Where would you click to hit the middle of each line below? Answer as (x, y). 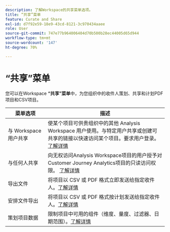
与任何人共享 (23, 163)
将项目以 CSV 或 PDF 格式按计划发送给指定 (99, 197)
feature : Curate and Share (34, 19)
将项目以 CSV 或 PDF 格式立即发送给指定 (96, 180)
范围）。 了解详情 (72, 221)
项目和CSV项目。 (23, 99)
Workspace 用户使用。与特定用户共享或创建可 (103, 131)
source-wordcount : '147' (31, 43)
